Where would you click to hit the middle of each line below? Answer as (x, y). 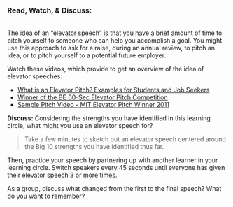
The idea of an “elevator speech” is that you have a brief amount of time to (115, 33)
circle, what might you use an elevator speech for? (80, 126)
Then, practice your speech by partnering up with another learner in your (113, 160)
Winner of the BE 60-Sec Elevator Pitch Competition (92, 97)
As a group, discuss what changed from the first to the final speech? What (114, 189)
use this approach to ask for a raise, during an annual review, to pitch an (111, 48)
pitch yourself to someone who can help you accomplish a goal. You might (115, 41)
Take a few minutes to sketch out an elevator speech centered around (125, 139)
